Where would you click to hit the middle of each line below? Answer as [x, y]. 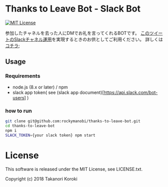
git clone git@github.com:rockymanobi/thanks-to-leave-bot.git [73, 121]
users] [19, 98]
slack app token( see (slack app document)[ [58, 92]
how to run [19, 111]
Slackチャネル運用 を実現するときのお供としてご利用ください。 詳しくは [89, 39]
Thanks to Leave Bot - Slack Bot [73, 9]
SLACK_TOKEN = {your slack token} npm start [50, 135]
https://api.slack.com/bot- [131, 92]
